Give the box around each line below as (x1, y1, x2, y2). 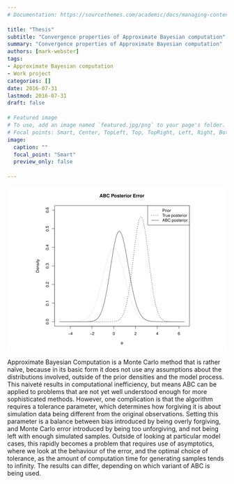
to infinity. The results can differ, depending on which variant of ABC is (7, 462, 210, 470)
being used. (7, 469, 42, 477)
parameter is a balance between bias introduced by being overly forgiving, (7, 417, 221, 425)
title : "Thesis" (7, 26, 54, 33)
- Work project (7, 70, 52, 77)
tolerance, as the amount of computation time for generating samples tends (7, 454, 224, 462)
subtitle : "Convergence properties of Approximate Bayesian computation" (7, 33, 226, 40)
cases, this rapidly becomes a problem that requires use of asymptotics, (7, 439, 214, 448)
